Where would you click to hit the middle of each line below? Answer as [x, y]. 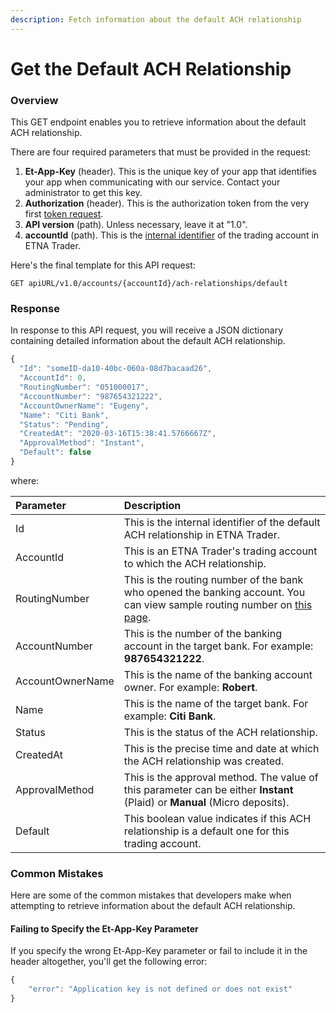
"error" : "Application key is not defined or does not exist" [160, 989]
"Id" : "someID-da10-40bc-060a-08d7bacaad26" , [116, 369]
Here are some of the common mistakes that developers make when [151, 895]
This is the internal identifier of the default [222, 522]
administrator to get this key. [83, 193]
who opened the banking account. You [214, 592]
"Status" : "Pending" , [64, 424]
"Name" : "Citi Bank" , [64, 415]
